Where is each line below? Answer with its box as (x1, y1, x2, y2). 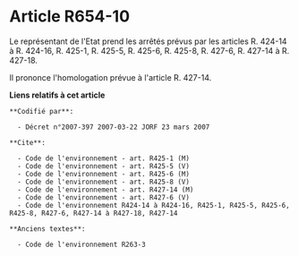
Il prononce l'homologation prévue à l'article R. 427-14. (9, 72, 212, 82)
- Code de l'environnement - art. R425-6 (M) (17, 169, 191, 178)
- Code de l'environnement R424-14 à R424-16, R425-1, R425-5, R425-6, (17, 201, 291, 209)
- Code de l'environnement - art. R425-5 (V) (17, 161, 191, 171)
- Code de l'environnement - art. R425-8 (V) (17, 177, 191, 186)
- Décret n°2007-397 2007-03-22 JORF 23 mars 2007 (17, 123, 210, 132)
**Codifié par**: (9, 107, 74, 115)
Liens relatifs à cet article (9, 90, 106, 100)
